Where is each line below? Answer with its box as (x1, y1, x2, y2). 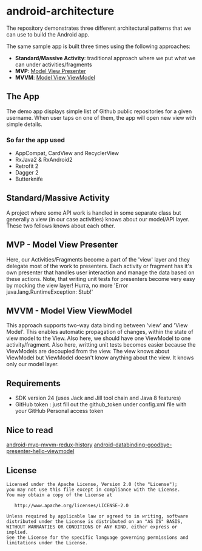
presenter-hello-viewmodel (6, 448, 75, 455)
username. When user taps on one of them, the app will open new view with (6, 114, 197, 121)
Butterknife (15, 175, 44, 183)
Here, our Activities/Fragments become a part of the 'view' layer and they (6, 255, 190, 263)
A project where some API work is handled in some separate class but (6, 209, 181, 217)
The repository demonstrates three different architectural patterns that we (6, 24, 191, 32)
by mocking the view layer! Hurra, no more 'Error (6, 282, 129, 289)
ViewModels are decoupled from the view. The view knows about (6, 348, 170, 355)
